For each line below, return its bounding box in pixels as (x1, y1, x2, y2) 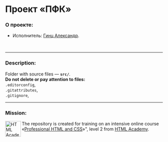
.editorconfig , (5, 81, 36, 87)
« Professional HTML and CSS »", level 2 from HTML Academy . (21, 126, 149, 132)
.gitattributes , (5, 86, 38, 93)
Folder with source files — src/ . (5, 71, 71, 77)
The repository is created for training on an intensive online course (21, 121, 159, 127)
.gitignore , (5, 92, 29, 98)
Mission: (5, 109, 27, 116)
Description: (5, 59, 36, 66)
